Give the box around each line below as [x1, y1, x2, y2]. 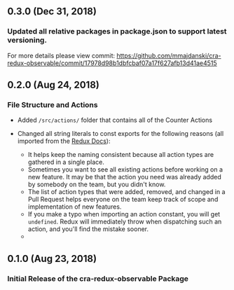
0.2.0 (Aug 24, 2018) [7, 79, 99, 91]
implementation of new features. [27, 202, 122, 211]
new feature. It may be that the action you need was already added [27, 173, 222, 181]
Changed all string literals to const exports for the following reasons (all [17, 130, 224, 138]
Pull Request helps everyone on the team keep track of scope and [27, 195, 219, 204]
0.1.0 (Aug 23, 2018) [7, 252, 97, 265]
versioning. [7, 35, 48, 45]
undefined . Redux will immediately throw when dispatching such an [27, 217, 222, 226]
